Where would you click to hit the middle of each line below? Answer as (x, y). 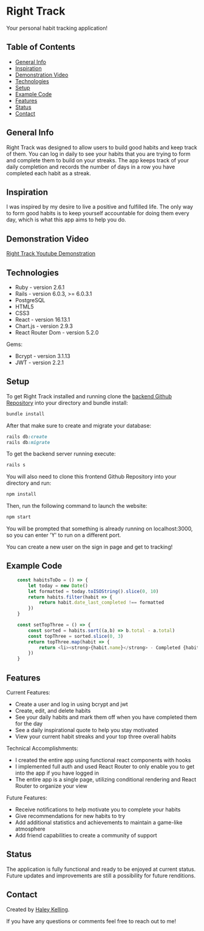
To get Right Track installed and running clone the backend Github (89, 396)
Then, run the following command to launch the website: (77, 506)
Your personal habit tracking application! (57, 28)
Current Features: (28, 692)
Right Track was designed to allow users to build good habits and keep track (102, 147)
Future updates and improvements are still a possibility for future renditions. (101, 875)
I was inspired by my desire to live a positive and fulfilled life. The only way (100, 207)
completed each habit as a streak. (49, 173)
